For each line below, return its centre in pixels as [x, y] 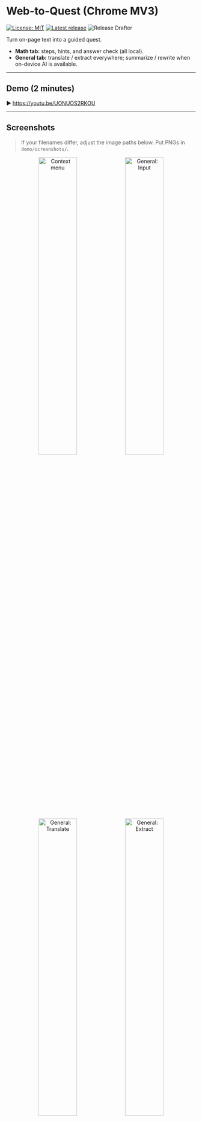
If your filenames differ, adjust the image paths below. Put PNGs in [103, 142]
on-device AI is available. [46, 64]
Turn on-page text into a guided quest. [54, 39]
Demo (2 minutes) [41, 89]
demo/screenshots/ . [45, 148]
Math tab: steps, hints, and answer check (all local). [79, 51]
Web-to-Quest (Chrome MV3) [82, 11]
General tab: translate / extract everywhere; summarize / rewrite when [103, 57]
